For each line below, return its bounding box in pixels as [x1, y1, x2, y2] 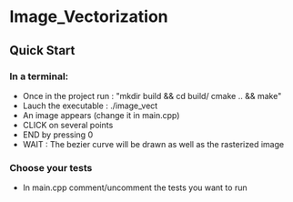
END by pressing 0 [22, 129, 94, 140]
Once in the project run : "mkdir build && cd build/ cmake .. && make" [22, 90, 282, 101]
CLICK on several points [22, 119, 114, 130]
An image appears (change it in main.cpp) [22, 109, 180, 120]
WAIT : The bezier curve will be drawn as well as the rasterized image [22, 138, 285, 149]
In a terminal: [9, 70, 69, 83]
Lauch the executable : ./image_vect [22, 100, 158, 111]
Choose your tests [9, 161, 93, 174]
